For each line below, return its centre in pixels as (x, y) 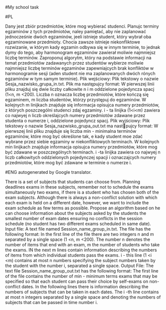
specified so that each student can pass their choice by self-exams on (77, 281)
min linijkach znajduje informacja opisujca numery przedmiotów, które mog (81, 147)
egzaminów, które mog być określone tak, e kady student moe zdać (74, 136)
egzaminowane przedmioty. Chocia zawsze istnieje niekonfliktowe (73, 42)
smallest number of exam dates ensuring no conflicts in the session (74, 218)
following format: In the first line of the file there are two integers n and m (80, 234)
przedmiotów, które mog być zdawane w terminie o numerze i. (68, 163)
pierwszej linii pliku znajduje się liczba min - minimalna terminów (71, 131)
